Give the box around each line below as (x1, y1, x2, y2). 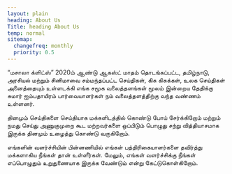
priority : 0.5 (13, 49, 55, 56)
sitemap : (7, 36, 33, 43)
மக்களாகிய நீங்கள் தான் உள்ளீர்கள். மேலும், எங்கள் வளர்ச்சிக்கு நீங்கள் (7, 150, 196, 159)
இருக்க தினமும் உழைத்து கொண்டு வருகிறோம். (7, 129, 131, 137)
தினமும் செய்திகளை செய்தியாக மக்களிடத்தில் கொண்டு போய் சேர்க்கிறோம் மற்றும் (7, 113, 221, 122)
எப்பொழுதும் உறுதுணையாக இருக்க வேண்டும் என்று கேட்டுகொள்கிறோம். (7, 158, 198, 167)
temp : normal (7, 29, 45, 37)
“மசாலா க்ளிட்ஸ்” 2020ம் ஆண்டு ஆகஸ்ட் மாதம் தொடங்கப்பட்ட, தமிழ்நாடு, (7, 68, 210, 77)
